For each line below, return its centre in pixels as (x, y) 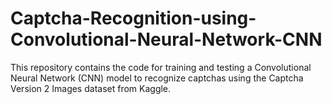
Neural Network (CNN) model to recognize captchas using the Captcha (157, 78)
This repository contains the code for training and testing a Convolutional (161, 67)
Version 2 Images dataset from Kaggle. (91, 88)
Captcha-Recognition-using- (133, 18)
